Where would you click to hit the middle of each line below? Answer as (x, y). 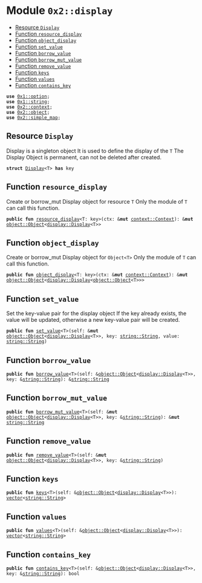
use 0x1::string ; (28, 102)
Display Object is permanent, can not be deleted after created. (84, 157)
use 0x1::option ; (28, 96)
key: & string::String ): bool (43, 574)
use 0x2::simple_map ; (34, 118)
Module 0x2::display (60, 11)
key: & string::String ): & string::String (58, 379)
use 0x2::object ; (28, 112)
